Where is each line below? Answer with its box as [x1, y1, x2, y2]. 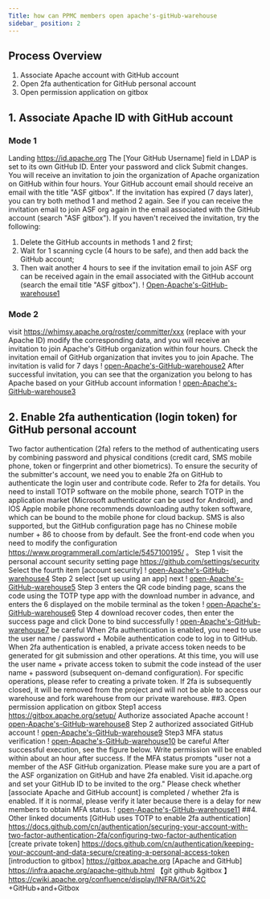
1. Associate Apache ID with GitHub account [8, 110, 233, 125]
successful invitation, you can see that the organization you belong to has [8, 369, 253, 379]
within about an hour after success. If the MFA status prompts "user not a [8, 753, 252, 763]
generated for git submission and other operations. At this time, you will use [8, 651, 259, 661]
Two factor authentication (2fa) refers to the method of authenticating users [8, 444, 260, 454]
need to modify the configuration [8, 538, 118, 548]
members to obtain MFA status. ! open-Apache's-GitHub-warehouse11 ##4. [8, 805, 258, 814]
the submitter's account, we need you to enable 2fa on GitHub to [8, 470, 223, 480]
